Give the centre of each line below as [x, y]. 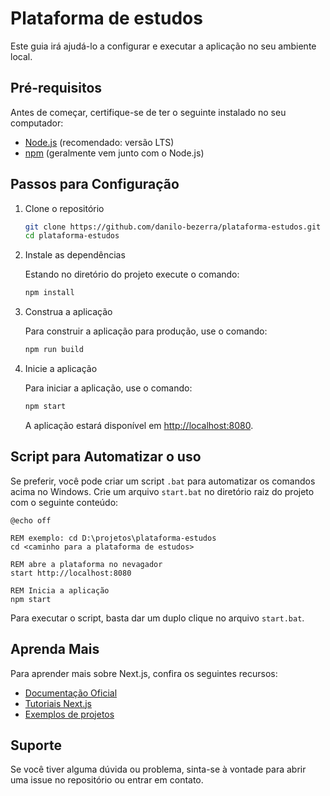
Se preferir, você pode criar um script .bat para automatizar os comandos [163, 481]
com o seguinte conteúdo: [64, 502]
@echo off [31, 520]
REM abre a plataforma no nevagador [86, 564]
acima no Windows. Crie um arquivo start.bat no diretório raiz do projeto [162, 491]
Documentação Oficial [71, 693]
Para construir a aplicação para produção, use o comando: [146, 331]
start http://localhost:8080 [71, 573]
